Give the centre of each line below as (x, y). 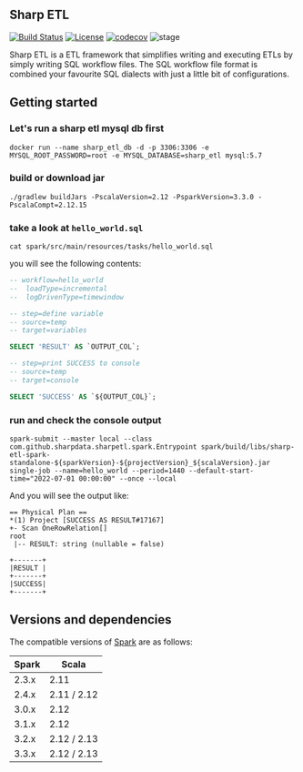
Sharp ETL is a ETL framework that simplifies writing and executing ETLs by (151, 55)
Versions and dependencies (91, 620)
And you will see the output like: (69, 496)
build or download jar (57, 178)
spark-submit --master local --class (81, 439)
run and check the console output (86, 420)
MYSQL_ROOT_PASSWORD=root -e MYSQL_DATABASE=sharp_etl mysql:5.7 (136, 155)
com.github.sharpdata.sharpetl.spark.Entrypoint (103, 447)
